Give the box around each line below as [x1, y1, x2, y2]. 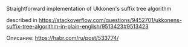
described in [6, 17, 37, 23]
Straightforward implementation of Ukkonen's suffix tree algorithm [6, 5, 172, 12]
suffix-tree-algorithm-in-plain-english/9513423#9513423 [6, 23, 149, 30]
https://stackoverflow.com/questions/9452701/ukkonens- [38, 17, 183, 23]
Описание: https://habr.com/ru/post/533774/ [6, 35, 119, 41]
